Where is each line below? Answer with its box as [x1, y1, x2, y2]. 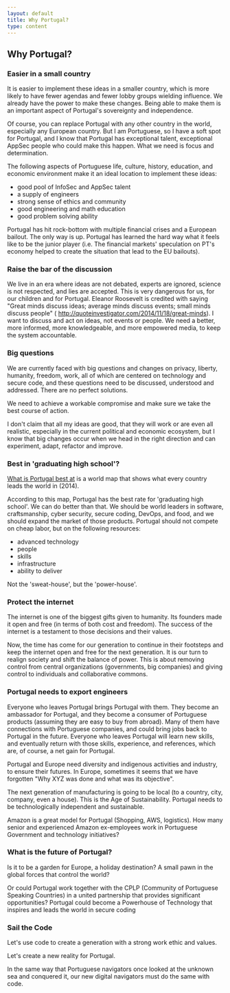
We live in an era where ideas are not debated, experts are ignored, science [7, 280, 221, 289]
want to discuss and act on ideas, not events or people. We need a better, [7, 317, 216, 325]
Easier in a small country [7, 69, 91, 78]
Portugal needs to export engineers [7, 687, 128, 697]
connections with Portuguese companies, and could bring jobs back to [7, 724, 207, 733]
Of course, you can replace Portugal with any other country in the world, [7, 120, 212, 128]
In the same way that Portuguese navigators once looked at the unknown [7, 965, 214, 973]
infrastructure [16, 559, 56, 568]
